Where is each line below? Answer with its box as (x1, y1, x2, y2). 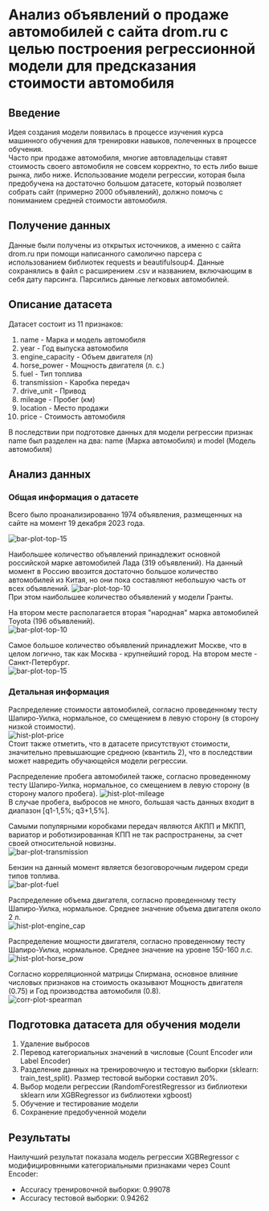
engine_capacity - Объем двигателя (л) (19, 351, 154, 361)
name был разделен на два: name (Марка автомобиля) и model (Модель (8, 436, 256, 445)
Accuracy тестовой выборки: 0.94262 (19, 1193, 149, 1203)
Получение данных (8, 219, 111, 232)
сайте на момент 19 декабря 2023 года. (8, 519, 145, 528)
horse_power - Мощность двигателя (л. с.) (19, 360, 165, 370)
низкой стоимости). (8, 721, 76, 731)
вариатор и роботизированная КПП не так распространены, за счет (8, 830, 243, 839)
